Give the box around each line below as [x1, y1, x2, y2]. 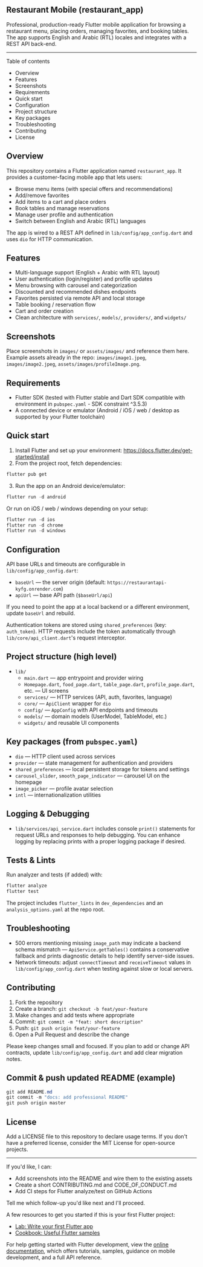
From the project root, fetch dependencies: [14, 459, 123, 467]
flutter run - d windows [6, 528, 66, 534]
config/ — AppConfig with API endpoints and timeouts [24, 706, 158, 713]
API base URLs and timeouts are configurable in [6, 560, 126, 568]
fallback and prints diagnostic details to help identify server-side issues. [14, 952, 195, 959]
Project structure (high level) [6, 652, 117, 662]
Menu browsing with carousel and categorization [14, 282, 137, 289]
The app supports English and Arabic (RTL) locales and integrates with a [6, 33, 187, 41]
